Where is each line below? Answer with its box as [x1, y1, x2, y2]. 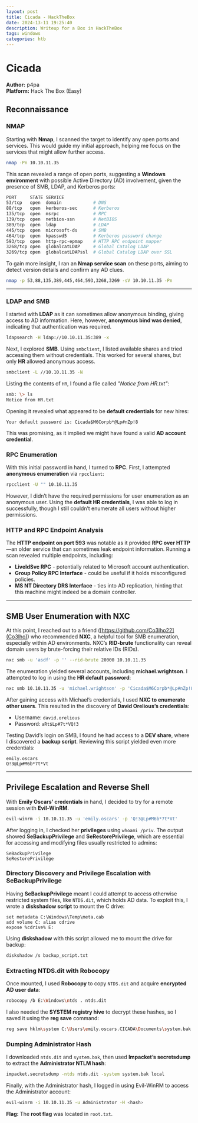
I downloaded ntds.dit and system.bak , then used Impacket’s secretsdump [6, 1053, 191, 1061]
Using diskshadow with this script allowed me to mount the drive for [6, 934, 173, 942]
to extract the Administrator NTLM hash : [6, 1060, 106, 1067]
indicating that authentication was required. [6, 323, 112, 330]
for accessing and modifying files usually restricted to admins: [6, 839, 157, 846]
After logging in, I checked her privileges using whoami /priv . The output [6, 826, 184, 833]
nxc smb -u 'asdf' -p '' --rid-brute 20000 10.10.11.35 [6, 657, 146, 663]
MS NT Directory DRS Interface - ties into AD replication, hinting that [14, 582, 183, 589]
